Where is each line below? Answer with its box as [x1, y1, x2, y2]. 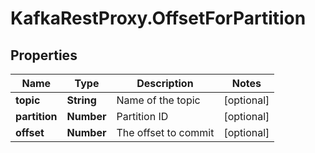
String [66, 93, 97, 107]
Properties [10, 47, 78, 64]
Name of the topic [116, 93, 201, 107]
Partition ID [116, 110, 169, 123]
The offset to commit [116, 126, 215, 139]
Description [136, 77, 194, 90]
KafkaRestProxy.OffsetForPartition [10, 7, 307, 30]
